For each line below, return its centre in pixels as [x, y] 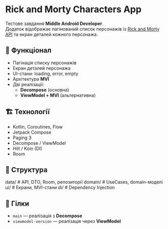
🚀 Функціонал [29, 50]
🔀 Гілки [17, 203]
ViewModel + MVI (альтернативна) [58, 95]
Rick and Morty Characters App [73, 9]
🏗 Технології [27, 112]
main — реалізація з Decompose [47, 216]
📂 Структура [26, 170]
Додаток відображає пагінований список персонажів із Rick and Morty [82, 29]
